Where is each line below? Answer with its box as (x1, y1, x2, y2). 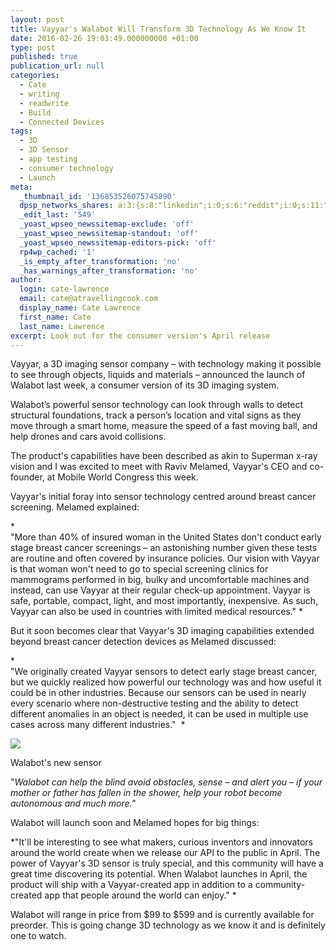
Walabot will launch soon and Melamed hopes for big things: (10, 817, 260, 829)
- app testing (19, 154, 78, 164)
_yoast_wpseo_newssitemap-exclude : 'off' (19, 219, 195, 230)
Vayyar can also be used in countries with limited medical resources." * (10, 606, 304, 618)
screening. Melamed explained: (10, 501, 140, 513)
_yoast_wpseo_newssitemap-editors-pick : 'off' (19, 237, 217, 248)
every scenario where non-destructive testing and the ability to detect (10, 697, 299, 710)
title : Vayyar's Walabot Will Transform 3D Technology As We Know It (10, 24, 307, 34)
